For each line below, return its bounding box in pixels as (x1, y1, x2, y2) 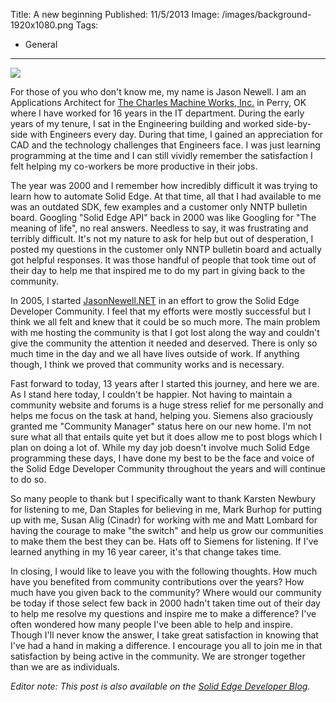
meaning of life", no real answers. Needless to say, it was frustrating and (10, 222, 309, 234)
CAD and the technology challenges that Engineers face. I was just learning (10, 139, 321, 151)
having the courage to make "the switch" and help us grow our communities (10, 525, 324, 536)
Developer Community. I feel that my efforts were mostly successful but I (10, 305, 312, 317)
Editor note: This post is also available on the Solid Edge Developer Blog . (10, 680, 311, 692)
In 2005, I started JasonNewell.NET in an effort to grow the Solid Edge (10, 295, 300, 306)
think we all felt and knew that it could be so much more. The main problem (10, 316, 321, 328)
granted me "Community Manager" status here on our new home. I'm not (10, 420, 312, 432)
